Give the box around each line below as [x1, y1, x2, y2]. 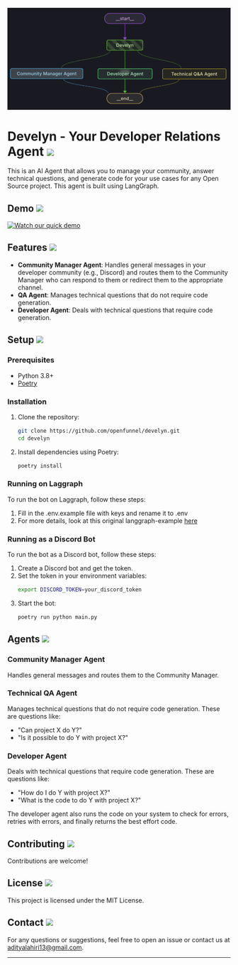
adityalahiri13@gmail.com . [7, 943, 84, 952]
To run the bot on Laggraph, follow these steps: [7, 495, 146, 504]
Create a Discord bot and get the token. [17, 564, 133, 573]
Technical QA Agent [7, 688, 78, 698]
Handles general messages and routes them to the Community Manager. [7, 671, 220, 679]
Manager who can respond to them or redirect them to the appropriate [17, 275, 223, 284]
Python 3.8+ [17, 371, 55, 380]
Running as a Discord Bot [7, 534, 96, 544]
